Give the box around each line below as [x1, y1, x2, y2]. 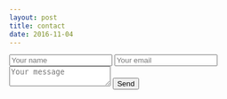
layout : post [9, 12, 58, 22]
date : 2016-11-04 [9, 29, 74, 38]
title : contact [9, 21, 66, 30]
